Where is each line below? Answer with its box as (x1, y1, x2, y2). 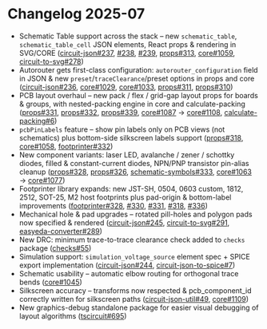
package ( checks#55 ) (18, 243, 92, 252)
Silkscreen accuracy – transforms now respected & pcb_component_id (18, 285, 253, 295)
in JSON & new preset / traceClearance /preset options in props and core (18, 73, 255, 83)
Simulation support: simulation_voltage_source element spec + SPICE (18, 252, 251, 261)
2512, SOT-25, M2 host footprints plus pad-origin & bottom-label (18, 192, 232, 202)
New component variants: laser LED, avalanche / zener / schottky (18, 149, 235, 160)
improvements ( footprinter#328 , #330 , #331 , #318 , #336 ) (18, 200, 209, 210)
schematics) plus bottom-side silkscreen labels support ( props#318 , (18, 133, 244, 142)
